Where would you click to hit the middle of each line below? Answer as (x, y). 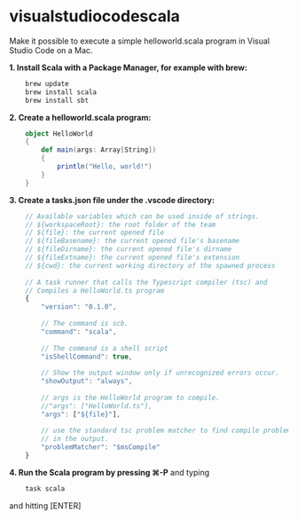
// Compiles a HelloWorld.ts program (95, 290)
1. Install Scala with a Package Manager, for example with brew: (129, 67)
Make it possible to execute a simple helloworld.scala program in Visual (140, 41)
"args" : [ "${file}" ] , (81, 414)
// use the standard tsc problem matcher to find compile (150, 431)
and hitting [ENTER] (45, 505)
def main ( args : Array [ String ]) (99, 150)
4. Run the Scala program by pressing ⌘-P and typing (110, 472)
